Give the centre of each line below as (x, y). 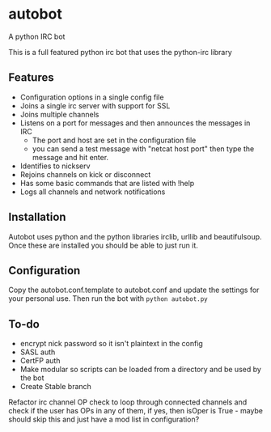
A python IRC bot (37, 36)
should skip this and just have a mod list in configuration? (104, 419)
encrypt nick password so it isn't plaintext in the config (112, 344)
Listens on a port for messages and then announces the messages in (135, 123)
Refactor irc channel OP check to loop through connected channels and (128, 402)
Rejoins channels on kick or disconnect (85, 174)
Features (31, 78)
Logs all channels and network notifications (93, 192)
